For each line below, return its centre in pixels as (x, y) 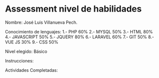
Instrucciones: (20, 61)
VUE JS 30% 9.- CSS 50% (32, 42)
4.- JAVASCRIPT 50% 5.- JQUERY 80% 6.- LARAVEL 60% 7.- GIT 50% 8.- (80, 37)
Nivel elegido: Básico (26, 51)
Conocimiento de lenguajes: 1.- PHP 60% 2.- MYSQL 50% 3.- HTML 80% (79, 31)
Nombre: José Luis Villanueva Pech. (41, 22)
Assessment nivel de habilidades (73, 9)
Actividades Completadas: (31, 70)
